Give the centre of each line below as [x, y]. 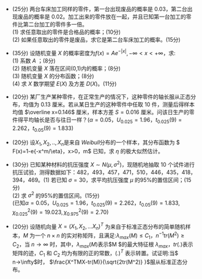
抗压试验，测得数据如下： [44, 172]
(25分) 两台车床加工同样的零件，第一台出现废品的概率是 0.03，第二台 [100, 9]
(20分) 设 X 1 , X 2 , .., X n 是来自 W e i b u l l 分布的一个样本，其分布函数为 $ [96, 143]
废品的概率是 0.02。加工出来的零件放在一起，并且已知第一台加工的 [102, 17]
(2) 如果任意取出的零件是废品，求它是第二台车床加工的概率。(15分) [96, 40]
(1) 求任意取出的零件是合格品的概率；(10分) [66, 32]
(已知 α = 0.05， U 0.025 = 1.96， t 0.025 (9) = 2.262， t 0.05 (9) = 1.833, [96, 204]
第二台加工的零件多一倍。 [55, 24]
